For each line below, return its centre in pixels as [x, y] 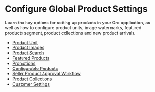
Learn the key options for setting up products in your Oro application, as [78, 23]
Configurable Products [35, 68]
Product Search [28, 53]
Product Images [28, 47]
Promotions [24, 63]
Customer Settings [31, 84]
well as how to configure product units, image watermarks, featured [73, 27]
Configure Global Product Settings [76, 9]
